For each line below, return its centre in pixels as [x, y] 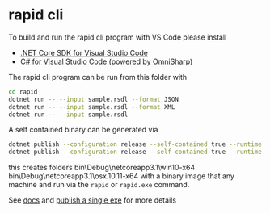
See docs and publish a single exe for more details [92, 200]
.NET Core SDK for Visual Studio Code [84, 52]
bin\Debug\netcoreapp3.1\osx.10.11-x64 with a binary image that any [121, 176]
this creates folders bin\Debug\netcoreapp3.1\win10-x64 [102, 168]
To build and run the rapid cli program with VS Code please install [118, 37]
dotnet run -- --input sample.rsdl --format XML [92, 106]
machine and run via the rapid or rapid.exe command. [99, 185]
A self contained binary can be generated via [83, 130]
